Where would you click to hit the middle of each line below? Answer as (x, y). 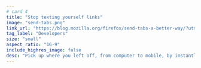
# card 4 (17, 12)
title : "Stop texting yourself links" (54, 17)
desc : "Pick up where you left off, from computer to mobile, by (89, 56)
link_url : (19, 28)
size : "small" (24, 39)
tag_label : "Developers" (37, 34)
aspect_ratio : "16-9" (33, 45)
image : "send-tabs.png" (36, 22)
